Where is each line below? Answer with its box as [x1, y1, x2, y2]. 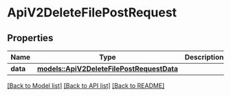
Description [184, 53, 224, 62]
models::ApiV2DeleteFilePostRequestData [36, 64, 179, 73]
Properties [7, 32, 54, 44]
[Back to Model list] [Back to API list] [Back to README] [7, 82, 165, 90]
